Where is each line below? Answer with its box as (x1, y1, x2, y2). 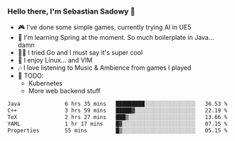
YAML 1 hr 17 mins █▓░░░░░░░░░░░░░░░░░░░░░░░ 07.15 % (7, 120, 228, 127)
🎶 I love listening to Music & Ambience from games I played (17, 63, 192, 72)
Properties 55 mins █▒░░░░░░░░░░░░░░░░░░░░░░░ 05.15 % (7, 127, 228, 134)
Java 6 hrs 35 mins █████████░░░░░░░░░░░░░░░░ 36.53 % (7, 100, 228, 108)
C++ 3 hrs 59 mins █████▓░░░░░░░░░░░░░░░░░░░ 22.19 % (7, 107, 228, 115)
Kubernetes (28, 79, 63, 88)
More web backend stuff (28, 87, 101, 95)
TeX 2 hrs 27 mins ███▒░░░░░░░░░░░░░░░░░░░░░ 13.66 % (7, 114, 228, 121)
